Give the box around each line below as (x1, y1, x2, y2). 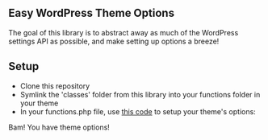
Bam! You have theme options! (8, 122, 111, 132)
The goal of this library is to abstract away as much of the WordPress (8, 27, 239, 37)
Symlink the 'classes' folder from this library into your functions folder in (19, 89, 261, 99)
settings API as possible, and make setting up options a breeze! (8, 36, 220, 46)
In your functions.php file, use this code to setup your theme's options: (19, 106, 256, 116)
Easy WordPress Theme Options (8, 6, 175, 20)
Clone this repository (19, 80, 90, 91)
